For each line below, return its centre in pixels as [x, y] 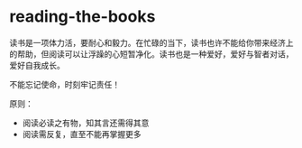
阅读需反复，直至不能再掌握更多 [82, 134]
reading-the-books [82, 17]
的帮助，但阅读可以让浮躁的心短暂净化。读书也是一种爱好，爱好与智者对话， [151, 54]
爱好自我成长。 [37, 65]
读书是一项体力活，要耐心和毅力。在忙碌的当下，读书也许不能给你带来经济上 [151, 42]
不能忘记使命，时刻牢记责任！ [64, 84]
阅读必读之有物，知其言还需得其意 [86, 123]
